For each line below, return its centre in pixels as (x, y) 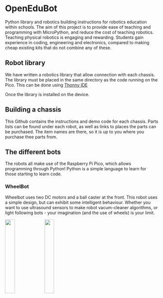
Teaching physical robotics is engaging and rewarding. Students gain (74, 37)
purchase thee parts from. (31, 137)
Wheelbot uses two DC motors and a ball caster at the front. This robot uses (81, 197)
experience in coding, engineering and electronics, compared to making (77, 42)
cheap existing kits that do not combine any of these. (58, 48)
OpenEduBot (31, 8)
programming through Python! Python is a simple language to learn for (76, 169)
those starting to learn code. (34, 174)
